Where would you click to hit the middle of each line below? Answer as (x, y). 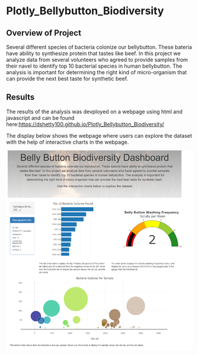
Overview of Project (44, 33)
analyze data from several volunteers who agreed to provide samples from (97, 60)
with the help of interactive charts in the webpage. (68, 142)
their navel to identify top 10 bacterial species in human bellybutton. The (94, 66)
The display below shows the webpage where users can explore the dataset (99, 135)
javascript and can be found (40, 118)
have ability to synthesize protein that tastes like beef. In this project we (93, 53)
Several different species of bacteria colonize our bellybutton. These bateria (99, 47)
